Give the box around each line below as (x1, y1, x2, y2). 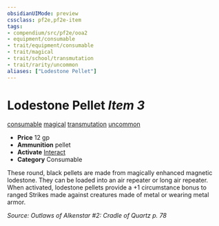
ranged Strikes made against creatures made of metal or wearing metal (7, 191, 209, 199)
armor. (7, 198, 26, 207)
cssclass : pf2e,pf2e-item (7, 17, 81, 23)
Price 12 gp (17, 134, 50, 142)
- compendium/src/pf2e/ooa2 (7, 29, 88, 37)
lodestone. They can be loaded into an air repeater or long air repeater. (7, 176, 209, 185)
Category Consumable (17, 156, 83, 164)
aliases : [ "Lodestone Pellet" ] (7, 68, 97, 74)
